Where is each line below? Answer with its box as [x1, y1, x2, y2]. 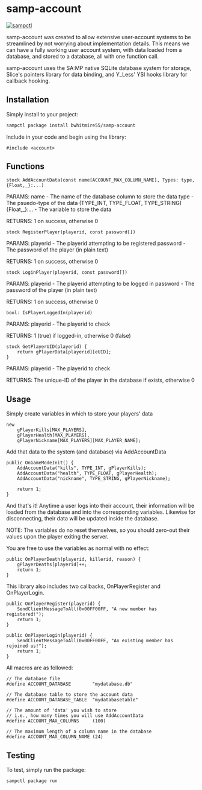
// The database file [6, 676, 61, 682]
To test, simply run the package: [6, 766, 86, 774]
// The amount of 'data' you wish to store [6, 707, 117, 713]
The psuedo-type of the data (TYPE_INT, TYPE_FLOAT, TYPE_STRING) [6, 200, 182, 207]
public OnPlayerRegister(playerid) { [6, 601, 101, 607]
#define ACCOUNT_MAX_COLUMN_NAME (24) [6, 734, 103, 740]
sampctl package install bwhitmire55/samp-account [6, 122, 136, 128]
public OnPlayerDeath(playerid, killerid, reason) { [6, 557, 141, 563]
